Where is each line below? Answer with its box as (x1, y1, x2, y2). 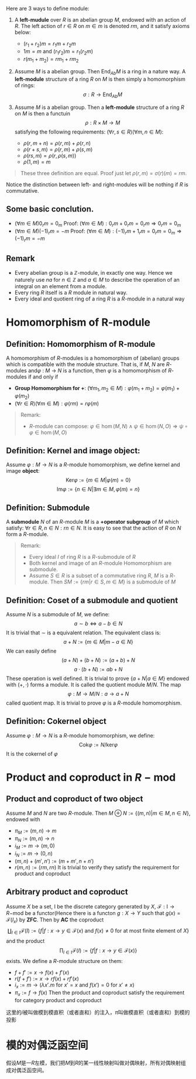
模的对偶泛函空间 (6, 1039, 89, 1052)
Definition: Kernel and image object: (6, 445, 140, 456)
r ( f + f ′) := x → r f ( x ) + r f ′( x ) (14, 975, 79, 982)
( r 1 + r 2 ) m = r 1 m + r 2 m (23, 40, 76, 49)
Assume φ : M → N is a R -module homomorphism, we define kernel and (6, 461, 180, 468)
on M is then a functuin (14, 110, 70, 117)
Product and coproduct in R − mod (6, 771, 176, 784)
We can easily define (6, 647, 57, 655)
